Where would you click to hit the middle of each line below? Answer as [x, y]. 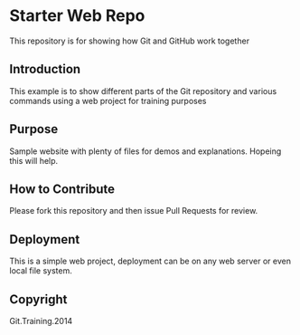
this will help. [34, 160]
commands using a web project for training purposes [108, 100]
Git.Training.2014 [41, 321]
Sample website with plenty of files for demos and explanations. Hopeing [145, 151]
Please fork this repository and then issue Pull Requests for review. [134, 211]
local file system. [41, 271]
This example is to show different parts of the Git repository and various [143, 91]
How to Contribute [62, 189]
